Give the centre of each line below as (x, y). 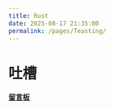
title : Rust (28, 16)
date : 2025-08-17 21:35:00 (54, 23)
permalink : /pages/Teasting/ (57, 31)
